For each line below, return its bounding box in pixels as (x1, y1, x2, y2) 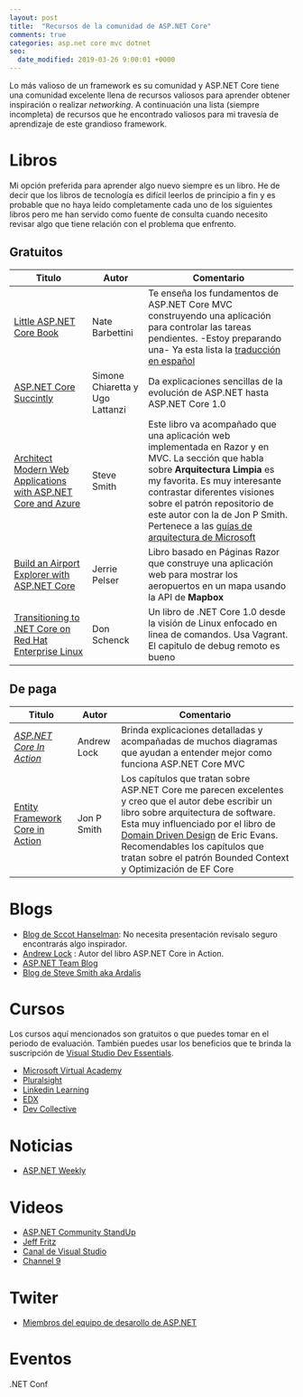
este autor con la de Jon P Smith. (148, 508, 289, 521)
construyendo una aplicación (148, 309, 271, 322)
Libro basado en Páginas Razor (148, 545, 280, 558)
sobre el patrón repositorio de (148, 496, 274, 509)
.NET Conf (9, 1379, 49, 1390)
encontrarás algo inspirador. (22, 938, 128, 949)
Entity (14, 800, 39, 813)
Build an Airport (14, 557, 80, 570)
